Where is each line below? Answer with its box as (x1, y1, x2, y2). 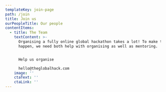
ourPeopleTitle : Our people (5, 21, 63, 26)
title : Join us (5, 16, 37, 21)
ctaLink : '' (14, 80, 39, 85)
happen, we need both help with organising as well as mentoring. (18, 44, 158, 49)
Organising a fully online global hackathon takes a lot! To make (18, 39, 158, 44)
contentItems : (5, 26, 35, 31)
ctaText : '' (14, 75, 39, 80)
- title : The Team (9, 30, 48, 35)
